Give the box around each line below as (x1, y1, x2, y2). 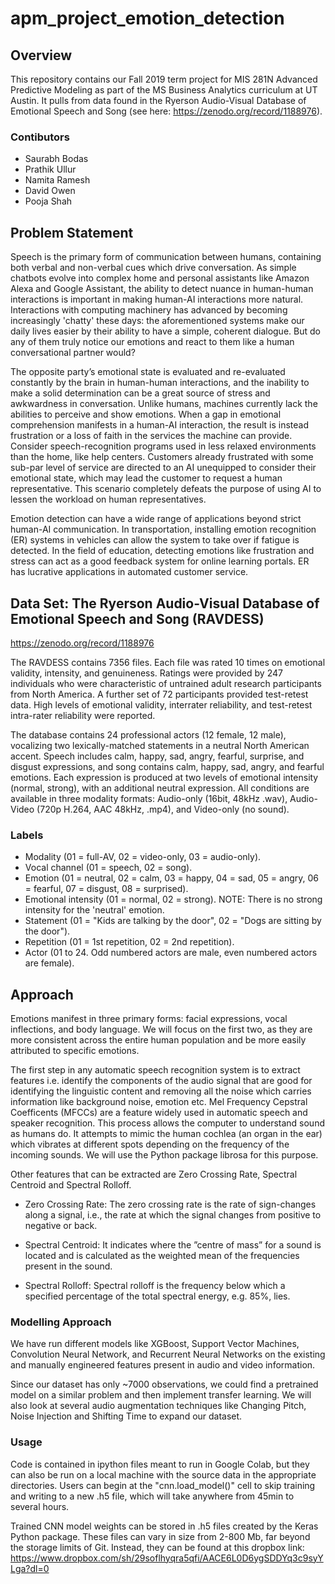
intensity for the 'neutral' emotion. (24, 904, 165, 916)
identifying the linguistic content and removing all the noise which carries (10, 1085, 312, 1097)
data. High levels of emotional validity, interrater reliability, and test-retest (10, 698, 313, 711)
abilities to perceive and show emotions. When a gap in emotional (10, 408, 282, 421)
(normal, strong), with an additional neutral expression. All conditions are (10, 782, 310, 794)
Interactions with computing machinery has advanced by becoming (10, 304, 288, 316)
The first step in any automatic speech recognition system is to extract (10, 1064, 301, 1076)
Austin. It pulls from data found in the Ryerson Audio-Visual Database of (10, 95, 307, 106)
